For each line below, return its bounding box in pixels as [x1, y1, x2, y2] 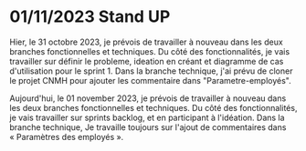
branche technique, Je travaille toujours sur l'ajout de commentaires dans [9, 121, 287, 133]
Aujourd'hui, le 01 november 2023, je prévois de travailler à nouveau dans [9, 93, 287, 104]
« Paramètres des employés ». [9, 131, 124, 142]
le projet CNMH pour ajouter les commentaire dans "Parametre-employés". [9, 75, 291, 86]
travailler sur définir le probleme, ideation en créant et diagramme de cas [9, 55, 284, 66]
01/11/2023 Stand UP [9, 6, 171, 27]
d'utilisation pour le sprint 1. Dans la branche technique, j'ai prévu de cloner [9, 65, 293, 76]
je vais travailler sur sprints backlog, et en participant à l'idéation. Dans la [9, 112, 285, 123]
